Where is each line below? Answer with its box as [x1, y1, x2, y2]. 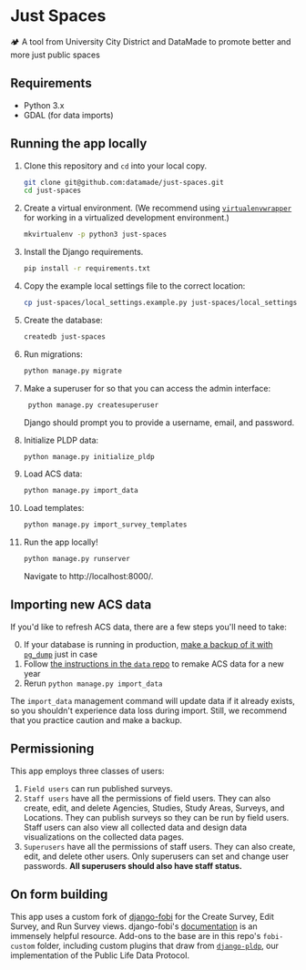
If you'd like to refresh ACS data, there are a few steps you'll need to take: [10, 621, 288, 632]
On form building [10, 887, 108, 903]
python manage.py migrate [23, 366, 122, 375]
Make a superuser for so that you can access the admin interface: [23, 383, 271, 393]
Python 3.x [23, 99, 65, 110]
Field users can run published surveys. [23, 782, 173, 793]
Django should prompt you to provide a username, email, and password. [23, 416, 295, 428]
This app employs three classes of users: [10, 765, 165, 776]
